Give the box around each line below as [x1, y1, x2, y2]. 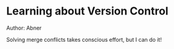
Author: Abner [6, 24, 42, 31]
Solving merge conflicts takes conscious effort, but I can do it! [6, 36, 162, 43]
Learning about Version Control [6, 4, 169, 18]
